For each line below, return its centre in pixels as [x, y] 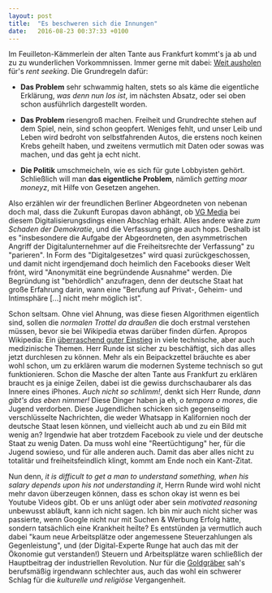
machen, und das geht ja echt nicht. [80, 154]
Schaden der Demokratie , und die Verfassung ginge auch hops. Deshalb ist [135, 229]
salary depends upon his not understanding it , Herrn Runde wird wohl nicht [135, 485]
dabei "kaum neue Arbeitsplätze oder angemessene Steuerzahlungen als [131, 537]
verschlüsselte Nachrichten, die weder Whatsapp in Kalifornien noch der [130, 418]
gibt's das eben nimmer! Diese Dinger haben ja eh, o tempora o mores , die [133, 400]
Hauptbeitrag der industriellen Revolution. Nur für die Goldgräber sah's [127, 563]
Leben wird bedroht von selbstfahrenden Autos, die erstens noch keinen [141, 137]
